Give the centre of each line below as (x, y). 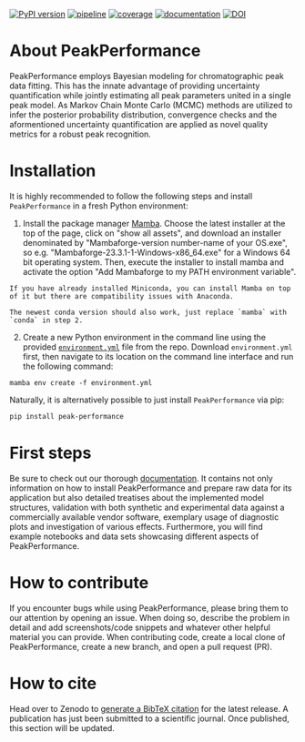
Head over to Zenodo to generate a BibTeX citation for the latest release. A (149, 708)
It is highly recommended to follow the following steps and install (131, 196)
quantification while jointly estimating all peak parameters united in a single (150, 95)
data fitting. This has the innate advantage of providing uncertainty (135, 86)
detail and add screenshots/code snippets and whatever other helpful (140, 627)
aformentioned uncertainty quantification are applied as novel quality (139, 124)
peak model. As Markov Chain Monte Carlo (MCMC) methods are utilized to (151, 105)
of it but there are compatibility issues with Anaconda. (122, 296)
